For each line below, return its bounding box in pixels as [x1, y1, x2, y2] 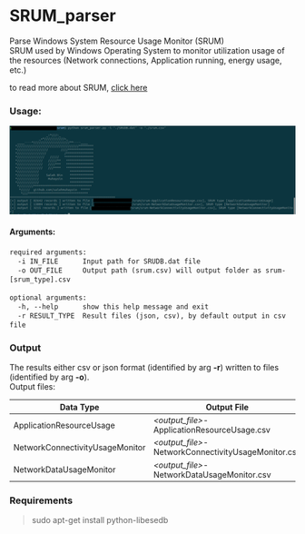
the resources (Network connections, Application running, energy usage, [9, 54, 282, 65]
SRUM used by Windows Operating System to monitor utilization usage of [9, 44, 285, 55]
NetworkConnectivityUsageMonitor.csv [152, 447, 301, 458]
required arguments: [9, 247, 88, 257]
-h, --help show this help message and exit [17, 302, 209, 311]
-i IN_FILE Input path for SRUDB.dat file [17, 256, 202, 266]
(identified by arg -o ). [9, 371, 90, 382]
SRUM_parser [9, 5, 116, 26]
